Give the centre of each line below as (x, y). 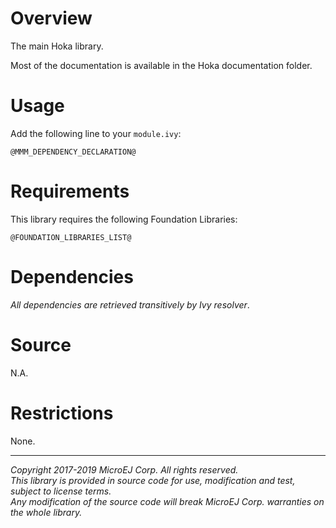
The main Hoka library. (57, 46)
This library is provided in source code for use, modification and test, (153, 480)
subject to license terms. (61, 491)
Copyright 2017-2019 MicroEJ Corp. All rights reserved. (124, 469)
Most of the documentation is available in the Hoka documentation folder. (161, 65)
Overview (51, 18)
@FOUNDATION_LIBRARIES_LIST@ (71, 237)
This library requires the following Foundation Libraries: (124, 219)
